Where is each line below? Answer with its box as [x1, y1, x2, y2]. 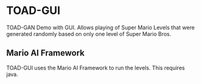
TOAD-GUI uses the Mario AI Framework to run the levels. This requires [6, 64, 185, 71]
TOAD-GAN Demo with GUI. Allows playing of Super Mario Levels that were [6, 24, 195, 31]
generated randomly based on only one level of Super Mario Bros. [6, 30, 171, 37]
